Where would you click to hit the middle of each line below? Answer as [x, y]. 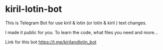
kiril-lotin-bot [34, 9]
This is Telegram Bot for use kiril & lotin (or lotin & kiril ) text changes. [76, 23]
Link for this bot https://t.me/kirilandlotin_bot [51, 42]
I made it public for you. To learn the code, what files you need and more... [82, 32]
